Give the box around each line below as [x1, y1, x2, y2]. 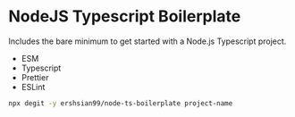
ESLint [21, 81, 46, 92]
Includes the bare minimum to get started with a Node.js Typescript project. [8, 36, 287, 46]
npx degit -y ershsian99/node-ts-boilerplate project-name [8, 98, 233, 108]
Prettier [21, 71, 49, 82]
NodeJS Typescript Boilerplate [8, 6, 241, 27]
